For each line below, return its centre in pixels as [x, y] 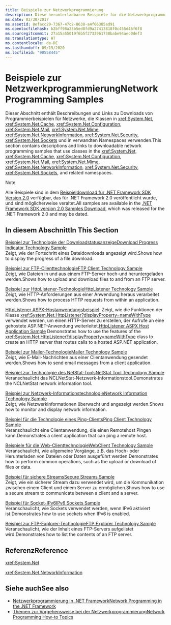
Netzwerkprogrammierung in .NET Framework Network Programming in [87, 601]
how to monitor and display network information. [56, 409]
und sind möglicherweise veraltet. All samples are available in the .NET [79, 203]
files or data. [19, 467]
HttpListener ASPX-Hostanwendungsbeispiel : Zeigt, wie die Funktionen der [84, 310]
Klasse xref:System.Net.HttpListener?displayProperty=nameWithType [78, 315]
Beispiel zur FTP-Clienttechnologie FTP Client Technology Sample [74, 269]
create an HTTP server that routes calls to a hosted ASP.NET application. [82, 342]
